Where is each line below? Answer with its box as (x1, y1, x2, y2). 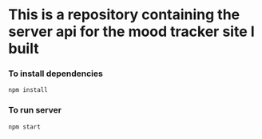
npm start (8, 122, 42, 131)
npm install (8, 86, 48, 94)
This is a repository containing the (8, 6, 240, 24)
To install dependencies (8, 68, 104, 79)
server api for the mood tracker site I (8, 22, 256, 41)
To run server (8, 105, 62, 116)
